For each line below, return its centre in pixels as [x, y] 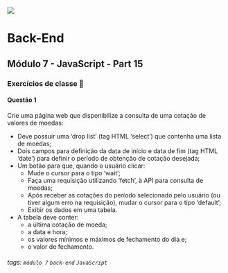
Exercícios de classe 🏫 [46, 83]
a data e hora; [47, 231]
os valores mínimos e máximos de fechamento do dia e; [107, 239]
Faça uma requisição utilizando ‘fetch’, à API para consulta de [115, 180]
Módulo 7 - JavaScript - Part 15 [75, 63]
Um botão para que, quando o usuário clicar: [81, 166]
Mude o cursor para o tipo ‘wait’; [74, 173]
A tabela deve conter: [48, 217]
